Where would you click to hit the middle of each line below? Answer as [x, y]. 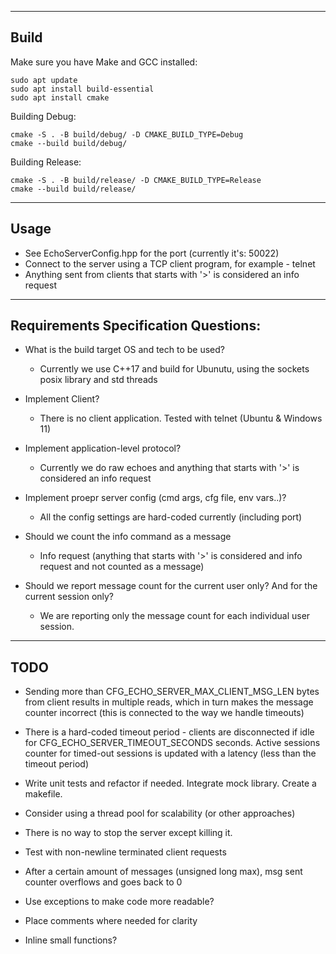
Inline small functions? [71, 940]
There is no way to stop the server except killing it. [128, 833]
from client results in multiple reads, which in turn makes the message [169, 702]
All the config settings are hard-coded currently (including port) [171, 517]
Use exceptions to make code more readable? [119, 902]
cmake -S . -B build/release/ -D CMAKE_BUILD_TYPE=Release [136, 180]
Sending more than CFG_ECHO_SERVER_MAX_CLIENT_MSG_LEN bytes [172, 692]
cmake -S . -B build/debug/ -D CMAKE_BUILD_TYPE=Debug [127, 134]
